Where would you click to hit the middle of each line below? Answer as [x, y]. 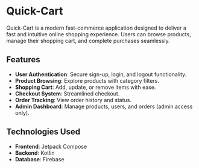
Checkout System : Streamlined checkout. [67, 93]
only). [22, 112]
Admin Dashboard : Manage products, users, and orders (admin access [104, 106]
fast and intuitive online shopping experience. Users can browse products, [99, 34]
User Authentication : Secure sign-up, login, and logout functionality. [101, 74]
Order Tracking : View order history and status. [73, 100]
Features [23, 60]
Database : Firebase [39, 159]
